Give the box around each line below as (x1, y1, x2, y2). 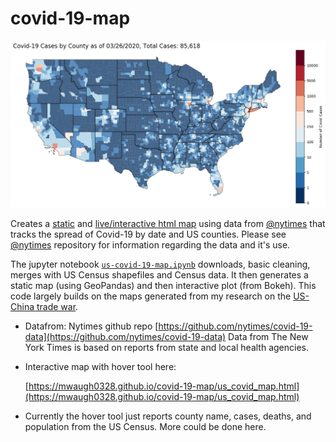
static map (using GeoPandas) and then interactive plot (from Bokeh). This (10, 280, 317, 292)
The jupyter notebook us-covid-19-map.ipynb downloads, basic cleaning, (10, 258, 311, 271)
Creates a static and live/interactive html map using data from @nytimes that (10, 218, 326, 230)
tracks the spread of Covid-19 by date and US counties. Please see (10, 228, 287, 241)
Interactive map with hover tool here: (24, 361, 177, 373)
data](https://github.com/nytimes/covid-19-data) (24, 331, 227, 343)
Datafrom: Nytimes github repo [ (24, 320, 159, 332)
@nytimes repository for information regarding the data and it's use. (10, 239, 291, 251)
